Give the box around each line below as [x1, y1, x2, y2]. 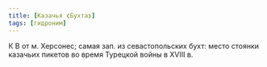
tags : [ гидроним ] [8, 19, 67, 27]
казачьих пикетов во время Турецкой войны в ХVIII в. [8, 49, 194, 59]
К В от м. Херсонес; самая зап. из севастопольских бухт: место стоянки [8, 41, 260, 50]
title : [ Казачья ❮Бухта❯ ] [8, 11, 95, 20]
